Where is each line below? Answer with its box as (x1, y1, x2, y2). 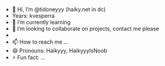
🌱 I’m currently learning (12, 19, 71, 25)
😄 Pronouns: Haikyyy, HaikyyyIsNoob (12, 47, 107, 54)
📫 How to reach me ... (12, 38, 69, 45)
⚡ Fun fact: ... (12, 54, 45, 61)
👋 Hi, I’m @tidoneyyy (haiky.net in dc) (12, 6, 106, 13)
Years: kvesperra (12, 12, 55, 19)
